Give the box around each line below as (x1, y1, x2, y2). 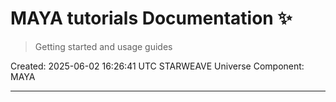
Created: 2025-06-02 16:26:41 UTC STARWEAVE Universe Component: (10, 60, 305, 72)
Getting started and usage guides (34, 40, 173, 52)
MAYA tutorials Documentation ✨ (10, 7, 293, 30)
